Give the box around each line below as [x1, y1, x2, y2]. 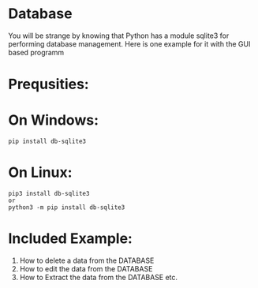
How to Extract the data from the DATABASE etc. [19, 272, 178, 282]
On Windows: [8, 111, 99, 129]
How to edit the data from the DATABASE [19, 264, 153, 273]
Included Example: [8, 230, 133, 248]
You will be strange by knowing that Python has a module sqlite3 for [8, 31, 230, 40]
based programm [8, 47, 65, 57]
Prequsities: [8, 76, 89, 93]
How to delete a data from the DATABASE [19, 256, 155, 265]
